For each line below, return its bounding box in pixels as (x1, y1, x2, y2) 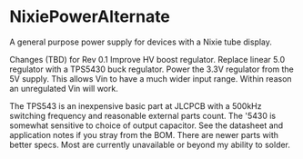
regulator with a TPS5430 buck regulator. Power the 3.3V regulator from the (9, 64, 294, 75)
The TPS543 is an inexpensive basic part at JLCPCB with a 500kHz (9, 100, 262, 111)
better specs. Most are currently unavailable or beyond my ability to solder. (9, 139, 291, 150)
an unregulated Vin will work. (9, 83, 118, 94)
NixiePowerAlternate (9, 6, 171, 27)
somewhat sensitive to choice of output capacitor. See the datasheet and (9, 120, 284, 131)
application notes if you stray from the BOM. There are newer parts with (9, 129, 279, 140)
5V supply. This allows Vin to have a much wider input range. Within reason (9, 73, 293, 84)
